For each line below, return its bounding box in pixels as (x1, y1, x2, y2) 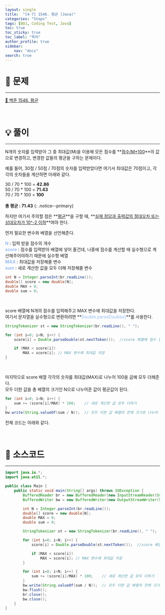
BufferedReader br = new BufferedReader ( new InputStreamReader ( (23, 492, 157, 497)
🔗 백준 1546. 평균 (5, 97, 38, 103)
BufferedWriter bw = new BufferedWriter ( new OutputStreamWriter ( (23, 497, 160, 502)
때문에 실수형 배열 (34, 253, 69, 259)
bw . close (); (23, 596, 48, 602)
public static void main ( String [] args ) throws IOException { (14, 488, 144, 493)
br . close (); (23, 592, 48, 597)
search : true (5, 53, 32, 58)
